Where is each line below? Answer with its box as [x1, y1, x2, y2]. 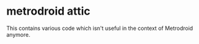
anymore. [6, 31, 31, 38]
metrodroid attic [6, 4, 91, 18]
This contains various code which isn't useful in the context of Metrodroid [6, 24, 193, 32]
